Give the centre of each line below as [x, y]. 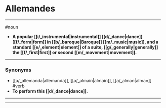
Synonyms [18, 70]
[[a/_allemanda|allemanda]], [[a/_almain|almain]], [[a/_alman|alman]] [82, 81]
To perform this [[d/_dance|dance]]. [50, 91]
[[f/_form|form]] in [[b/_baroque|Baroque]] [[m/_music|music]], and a [85, 42]
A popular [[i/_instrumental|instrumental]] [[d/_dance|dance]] [77, 36]
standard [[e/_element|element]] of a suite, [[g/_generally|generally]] [85, 47]
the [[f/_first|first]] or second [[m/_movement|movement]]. [74, 52]
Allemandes [30, 9]
